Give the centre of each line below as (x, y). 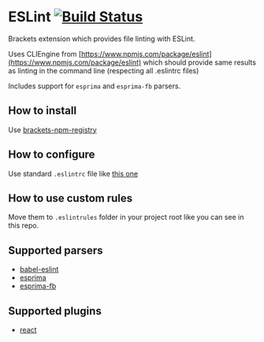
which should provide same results (199, 62)
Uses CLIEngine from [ (45, 54)
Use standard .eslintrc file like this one (73, 173)
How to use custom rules (71, 198)
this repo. (24, 225)
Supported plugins (55, 311)
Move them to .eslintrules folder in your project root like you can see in (126, 217)
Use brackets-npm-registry (52, 129)
